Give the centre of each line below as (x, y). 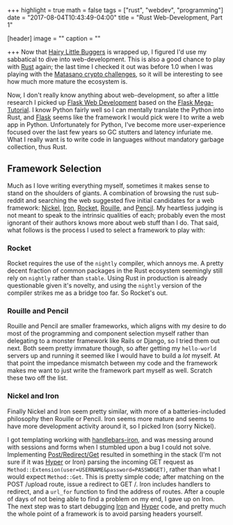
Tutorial (18, 110)
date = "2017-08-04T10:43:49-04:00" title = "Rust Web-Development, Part (115, 17)
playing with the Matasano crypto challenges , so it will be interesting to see (115, 74)
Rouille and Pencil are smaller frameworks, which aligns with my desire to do (117, 326)
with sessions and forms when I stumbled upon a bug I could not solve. (109, 447)
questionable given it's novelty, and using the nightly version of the (104, 286)
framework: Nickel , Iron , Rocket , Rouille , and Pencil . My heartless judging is (115, 208)
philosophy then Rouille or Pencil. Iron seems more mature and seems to (111, 418)
